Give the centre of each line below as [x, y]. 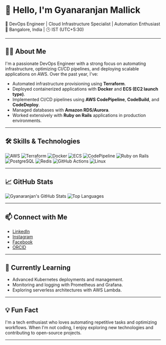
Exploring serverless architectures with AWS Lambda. [67, 290]
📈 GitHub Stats [29, 182]
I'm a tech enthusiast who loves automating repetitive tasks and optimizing [81, 322]
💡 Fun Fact [22, 310]
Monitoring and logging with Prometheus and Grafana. [67, 285]
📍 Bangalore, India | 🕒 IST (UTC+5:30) [44, 29]
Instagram [22, 237]
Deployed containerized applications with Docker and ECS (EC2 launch [85, 89]
